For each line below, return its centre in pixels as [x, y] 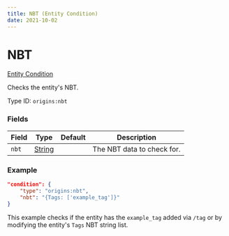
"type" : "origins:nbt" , [54, 191]
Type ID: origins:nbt [37, 101]
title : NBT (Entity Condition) [53, 14]
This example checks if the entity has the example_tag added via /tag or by [114, 217]
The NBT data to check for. [136, 149]
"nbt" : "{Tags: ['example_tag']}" [70, 197]
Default [73, 137]
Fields [18, 119]
